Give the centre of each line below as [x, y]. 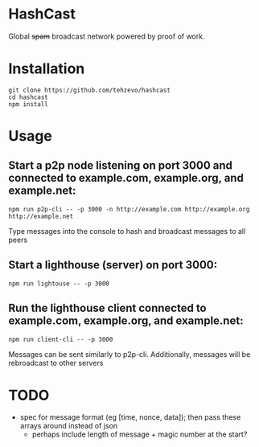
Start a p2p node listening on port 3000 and [121, 166]
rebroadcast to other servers [56, 363]
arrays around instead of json [69, 426]
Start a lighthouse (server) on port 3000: [113, 265]
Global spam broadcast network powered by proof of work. [107, 36]
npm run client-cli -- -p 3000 [61, 339]
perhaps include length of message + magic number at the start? [140, 434]
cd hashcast [28, 97]
